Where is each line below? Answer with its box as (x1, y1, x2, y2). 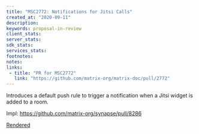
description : (6, 20, 39, 26)
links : (6, 64, 23, 71)
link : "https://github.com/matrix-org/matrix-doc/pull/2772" (14, 75, 170, 81)
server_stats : (6, 36, 42, 42)
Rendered (6, 121, 31, 129)
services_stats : (6, 48, 47, 54)
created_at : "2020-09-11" (6, 14, 71, 20)
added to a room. (6, 98, 49, 105)
